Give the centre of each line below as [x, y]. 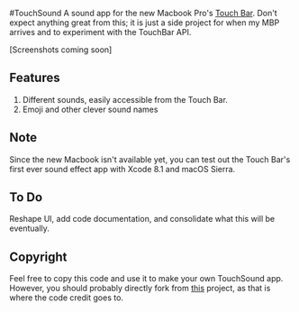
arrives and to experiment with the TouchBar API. [100, 32]
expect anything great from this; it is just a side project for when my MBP [145, 23]
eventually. [29, 228]
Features [35, 78]
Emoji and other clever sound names [90, 109]
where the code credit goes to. [67, 298]
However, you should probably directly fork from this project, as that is [140, 289]
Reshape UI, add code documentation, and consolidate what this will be [142, 219]
